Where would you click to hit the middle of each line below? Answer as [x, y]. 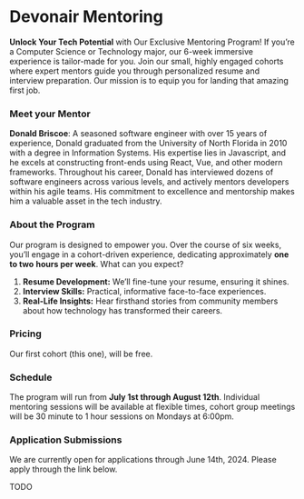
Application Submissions [66, 440]
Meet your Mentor [50, 114]
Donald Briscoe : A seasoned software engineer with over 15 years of [138, 134]
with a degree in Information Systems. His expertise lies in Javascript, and [148, 153]
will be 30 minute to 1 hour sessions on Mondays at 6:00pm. [122, 416]
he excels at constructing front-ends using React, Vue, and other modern [146, 163]
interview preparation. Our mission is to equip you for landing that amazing [149, 80]
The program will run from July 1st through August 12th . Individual [135, 397]
